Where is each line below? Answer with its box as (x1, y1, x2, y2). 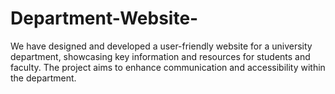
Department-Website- (10, 7, 199, 30)
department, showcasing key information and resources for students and (10, 50, 311, 62)
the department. (10, 72, 77, 84)
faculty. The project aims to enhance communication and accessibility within (10, 61, 326, 73)
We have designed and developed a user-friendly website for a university (10, 40, 313, 52)
